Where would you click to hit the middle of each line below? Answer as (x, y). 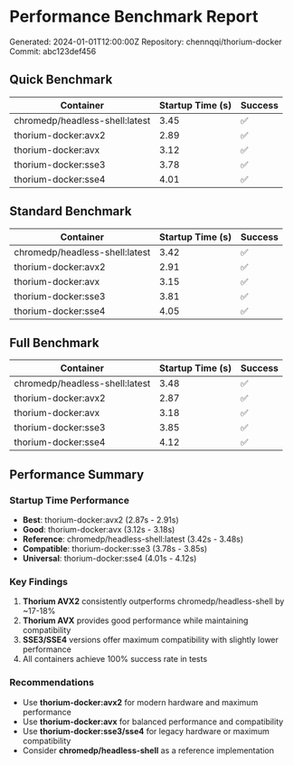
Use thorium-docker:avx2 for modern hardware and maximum (140, 702)
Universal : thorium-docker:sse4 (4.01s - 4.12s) (109, 559)
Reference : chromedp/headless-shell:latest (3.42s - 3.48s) (133, 539)
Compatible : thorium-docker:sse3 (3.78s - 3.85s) (115, 549)
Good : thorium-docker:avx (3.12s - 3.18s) (99, 530)
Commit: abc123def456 (53, 51)
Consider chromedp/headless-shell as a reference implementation (148, 750)
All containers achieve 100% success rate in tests (115, 659)
